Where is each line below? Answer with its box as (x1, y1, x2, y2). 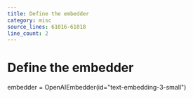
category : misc (7, 17, 52, 24)
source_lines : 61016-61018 (7, 23, 86, 30)
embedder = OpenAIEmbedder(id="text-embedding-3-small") (7, 83, 187, 92)
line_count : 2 (7, 29, 49, 37)
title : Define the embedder (7, 10, 90, 17)
